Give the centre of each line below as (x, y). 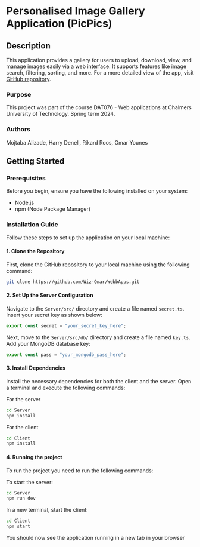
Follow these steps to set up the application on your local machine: (88, 238)
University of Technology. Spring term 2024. (61, 114)
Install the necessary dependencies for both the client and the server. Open (99, 381)
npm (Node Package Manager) (53, 209)
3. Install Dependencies (36, 368)
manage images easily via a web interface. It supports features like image (96, 66)
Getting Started (35, 161)
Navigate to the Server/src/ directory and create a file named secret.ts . (95, 308)
